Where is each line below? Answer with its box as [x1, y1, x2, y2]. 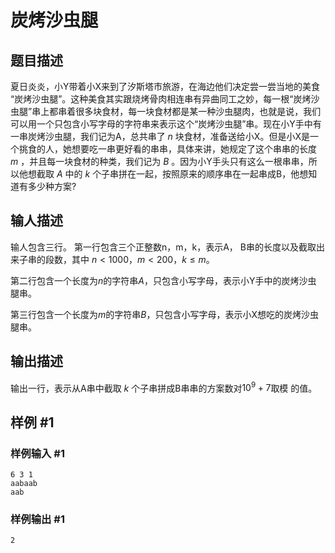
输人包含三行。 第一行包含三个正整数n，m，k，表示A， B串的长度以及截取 [10, 241, 317, 253]
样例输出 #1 [10, 512, 65, 526]
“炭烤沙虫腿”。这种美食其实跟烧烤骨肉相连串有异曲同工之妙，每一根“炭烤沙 [10, 93, 320, 105]
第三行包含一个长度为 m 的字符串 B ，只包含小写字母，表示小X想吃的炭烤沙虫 [10, 308, 319, 320]
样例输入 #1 [10, 446, 65, 460]
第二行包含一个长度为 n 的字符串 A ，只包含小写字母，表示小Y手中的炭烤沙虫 [10, 274, 317, 286]
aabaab [10, 478, 38, 488]
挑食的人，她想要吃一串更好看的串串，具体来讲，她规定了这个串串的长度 [18, 143, 317, 155]
